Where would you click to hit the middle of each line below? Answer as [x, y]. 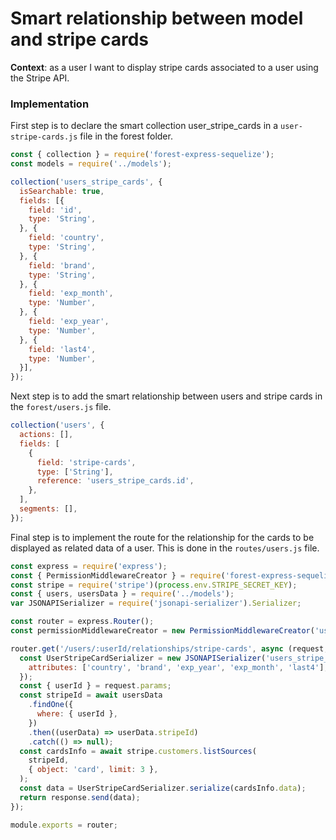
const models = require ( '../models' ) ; [91, 164]
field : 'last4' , [62, 349]
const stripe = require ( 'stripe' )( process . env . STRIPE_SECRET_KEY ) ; [154, 585]
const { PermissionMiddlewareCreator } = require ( [118, 575]
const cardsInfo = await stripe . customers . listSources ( [138, 751]
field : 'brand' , [62, 265]
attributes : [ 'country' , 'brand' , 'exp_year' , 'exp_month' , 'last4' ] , [178, 667]
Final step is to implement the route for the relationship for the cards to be [162, 537]
